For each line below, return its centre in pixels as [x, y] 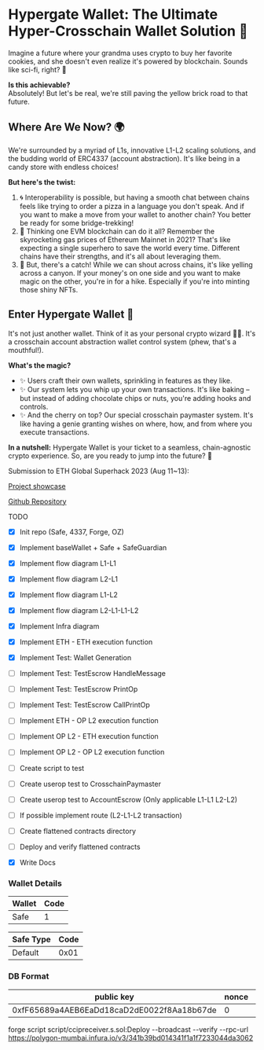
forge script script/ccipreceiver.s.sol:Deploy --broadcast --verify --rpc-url [128, 1029]
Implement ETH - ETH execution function [86, 642]
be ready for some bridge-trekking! [77, 222]
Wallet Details [35, 883]
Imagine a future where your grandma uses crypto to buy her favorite [120, 53]
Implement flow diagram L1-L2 [68, 594]
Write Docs [38, 862]
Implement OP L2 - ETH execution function [89, 736]
